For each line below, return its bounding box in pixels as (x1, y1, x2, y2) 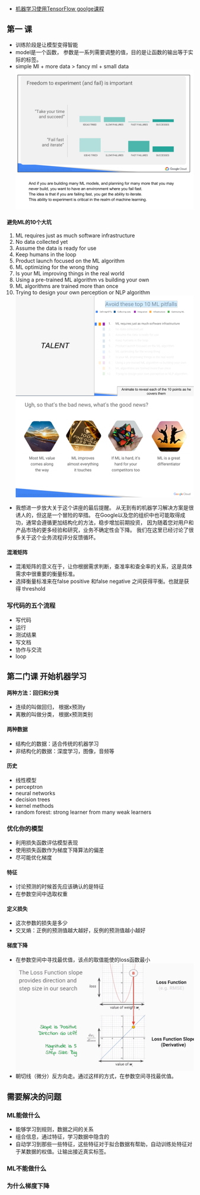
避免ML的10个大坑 (7, 218, 52, 225)
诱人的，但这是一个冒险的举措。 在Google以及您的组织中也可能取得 (15, 512, 180, 519)
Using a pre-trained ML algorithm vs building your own (15, 276, 150, 284)
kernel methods (15, 802, 54, 809)
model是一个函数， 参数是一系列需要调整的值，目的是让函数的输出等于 (15, 48, 189, 55)
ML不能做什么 (7, 1164, 47, 1172)
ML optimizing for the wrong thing (15, 264, 99, 271)
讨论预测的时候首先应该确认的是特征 (15, 883, 104, 890)
